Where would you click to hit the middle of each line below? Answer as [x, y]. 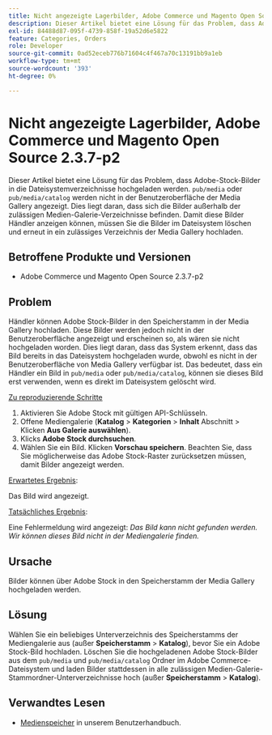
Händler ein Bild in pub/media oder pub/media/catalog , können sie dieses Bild [136, 373]
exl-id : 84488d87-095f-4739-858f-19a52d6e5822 [88, 31]
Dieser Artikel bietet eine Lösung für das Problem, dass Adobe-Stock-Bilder [134, 180]
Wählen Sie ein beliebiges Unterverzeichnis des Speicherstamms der [123, 634]
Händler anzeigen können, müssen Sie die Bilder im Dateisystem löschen [130, 223]
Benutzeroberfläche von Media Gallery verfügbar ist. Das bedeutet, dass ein [136, 364]
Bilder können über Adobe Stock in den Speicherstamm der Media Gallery [132, 581]
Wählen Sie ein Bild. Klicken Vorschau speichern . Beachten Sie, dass [136, 448]
